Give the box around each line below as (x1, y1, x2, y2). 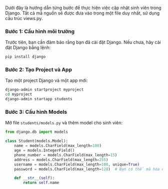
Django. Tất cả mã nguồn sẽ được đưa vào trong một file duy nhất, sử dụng (5, 10, 160, 16)
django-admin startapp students (5, 97, 72, 102)
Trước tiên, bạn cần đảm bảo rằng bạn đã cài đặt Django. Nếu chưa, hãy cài (5, 39, 161, 45)
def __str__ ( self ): (14, 175, 55, 180)
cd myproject (5, 92, 32, 97)
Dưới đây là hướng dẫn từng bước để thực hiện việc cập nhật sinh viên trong (5, 5, 161, 11)
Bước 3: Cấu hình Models (5, 108, 67, 115)
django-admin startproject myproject (5, 87, 84, 92)
